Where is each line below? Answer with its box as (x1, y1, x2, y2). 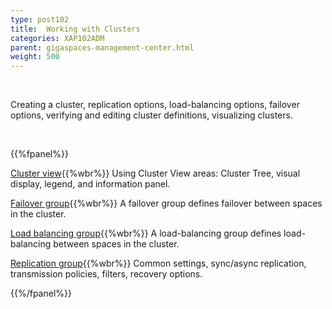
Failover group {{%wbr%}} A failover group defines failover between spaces (10, 197, 323, 210)
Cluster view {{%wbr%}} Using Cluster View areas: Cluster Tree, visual (10, 167, 301, 180)
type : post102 (10, 14, 70, 25)
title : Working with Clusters (10, 24, 141, 34)
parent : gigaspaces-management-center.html (10, 42, 195, 53)
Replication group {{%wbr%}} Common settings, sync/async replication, (10, 257, 307, 270)
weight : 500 (10, 52, 60, 62)
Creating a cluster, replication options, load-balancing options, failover (10, 99, 300, 111)
